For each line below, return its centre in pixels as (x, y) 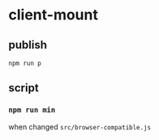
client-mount (54, 15)
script (24, 88)
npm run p (25, 63)
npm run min (32, 110)
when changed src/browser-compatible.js (80, 126)
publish (28, 45)
